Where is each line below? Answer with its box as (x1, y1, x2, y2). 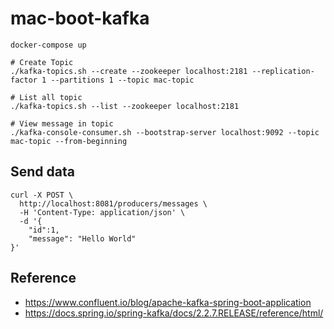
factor (10, 75, 38, 85)
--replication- (251, 66, 315, 76)
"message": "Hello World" (28, 233, 137, 244)
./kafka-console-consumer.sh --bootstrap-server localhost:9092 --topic (10, 127, 320, 137)
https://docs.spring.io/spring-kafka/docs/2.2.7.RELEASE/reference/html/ (24, 307, 324, 319)
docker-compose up (10, 40, 87, 50)
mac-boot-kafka (10, 7, 150, 30)
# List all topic (10, 92, 83, 102)
